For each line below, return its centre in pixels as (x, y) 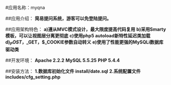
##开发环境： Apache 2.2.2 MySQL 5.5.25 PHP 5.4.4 (63, 60)
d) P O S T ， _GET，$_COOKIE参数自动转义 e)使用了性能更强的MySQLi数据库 (84, 42)
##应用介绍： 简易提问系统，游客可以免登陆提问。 (58, 18)
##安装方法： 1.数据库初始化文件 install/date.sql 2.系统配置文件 (73, 71)
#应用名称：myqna (25, 7)
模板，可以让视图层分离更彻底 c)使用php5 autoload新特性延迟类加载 (78, 36)
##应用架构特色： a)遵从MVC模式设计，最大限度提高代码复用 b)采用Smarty (86, 29)
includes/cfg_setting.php (33, 77)
